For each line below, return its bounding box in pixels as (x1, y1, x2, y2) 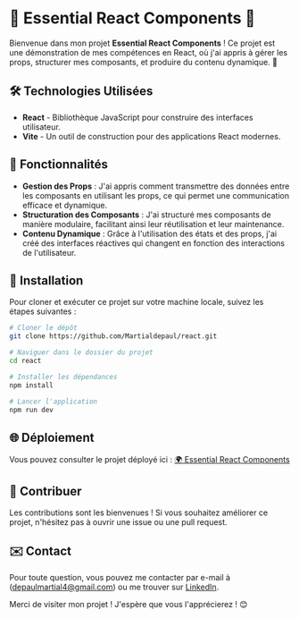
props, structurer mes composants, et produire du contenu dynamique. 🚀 (9, 56, 278, 67)
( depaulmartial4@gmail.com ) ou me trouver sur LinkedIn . (9, 581, 220, 592)
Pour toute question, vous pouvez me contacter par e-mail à (9, 571, 230, 582)
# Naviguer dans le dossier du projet (9, 348, 154, 357)
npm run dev (9, 405, 54, 414)
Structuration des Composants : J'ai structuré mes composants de (21, 209, 271, 220)
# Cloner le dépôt (9, 324, 78, 333)
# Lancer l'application (9, 397, 98, 406)
